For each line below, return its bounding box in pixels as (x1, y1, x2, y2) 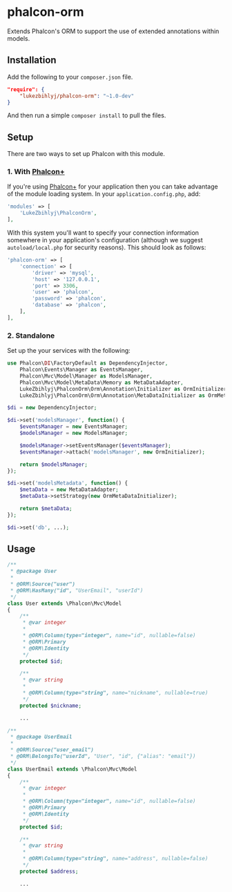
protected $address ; (19, 868, 79, 875)
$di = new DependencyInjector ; (7, 405, 97, 411)
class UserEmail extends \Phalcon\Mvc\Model (7, 766, 137, 773)
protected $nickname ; (19, 702, 81, 709)
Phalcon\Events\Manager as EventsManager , (19, 367, 144, 374)
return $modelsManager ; (19, 460, 88, 468)
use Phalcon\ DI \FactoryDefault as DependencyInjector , (7, 360, 168, 367)
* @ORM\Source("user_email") (10, 746, 95, 753)
